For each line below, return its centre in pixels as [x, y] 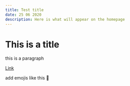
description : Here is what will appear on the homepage [65, 19]
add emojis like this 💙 [27, 78]
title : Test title [24, 10]
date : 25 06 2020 [23, 15]
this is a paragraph [25, 58]
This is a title [32, 44]
